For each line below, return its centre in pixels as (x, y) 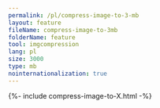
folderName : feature (42, 37)
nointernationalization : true (58, 74)
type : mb (22, 67)
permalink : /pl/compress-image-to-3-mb (74, 15)
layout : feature (35, 23)
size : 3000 (26, 59)
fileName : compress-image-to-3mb (63, 30)
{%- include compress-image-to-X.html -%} (80, 95)
